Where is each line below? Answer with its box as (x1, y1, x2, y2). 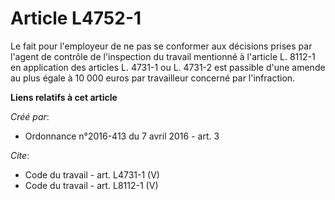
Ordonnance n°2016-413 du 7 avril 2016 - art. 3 (24, 130, 220, 142)
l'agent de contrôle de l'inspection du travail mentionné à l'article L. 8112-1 (10, 50, 316, 62)
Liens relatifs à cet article (10, 91, 118, 103)
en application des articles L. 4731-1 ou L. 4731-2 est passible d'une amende (10, 61, 326, 73)
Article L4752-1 (10, 7, 142, 30)
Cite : (10, 149, 30, 161)
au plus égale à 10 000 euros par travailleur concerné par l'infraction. (10, 72, 296, 84)
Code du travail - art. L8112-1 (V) (24, 179, 159, 191)
